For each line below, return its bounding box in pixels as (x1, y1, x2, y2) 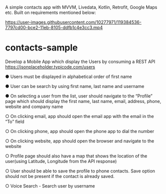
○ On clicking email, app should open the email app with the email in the (5, 113, 154, 119)
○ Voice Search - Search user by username (5, 182, 95, 189)
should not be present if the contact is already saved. (5, 173, 115, 179)
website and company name (5, 103, 63, 109)
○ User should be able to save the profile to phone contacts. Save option (5, 167, 156, 174)
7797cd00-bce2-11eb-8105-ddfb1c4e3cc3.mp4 (5, 24, 103, 30)
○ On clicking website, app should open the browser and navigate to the (5, 137, 155, 144)
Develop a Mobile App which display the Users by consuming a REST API (5, 58, 156, 64)
